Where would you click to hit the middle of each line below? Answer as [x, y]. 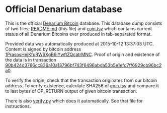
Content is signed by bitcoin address [43, 49]
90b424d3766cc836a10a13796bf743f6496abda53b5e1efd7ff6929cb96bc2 [83, 65]
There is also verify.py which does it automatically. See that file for [74, 101]
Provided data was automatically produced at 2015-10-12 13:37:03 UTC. [79, 43]
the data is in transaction [31, 60]
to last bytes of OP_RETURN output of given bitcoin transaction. [71, 91]
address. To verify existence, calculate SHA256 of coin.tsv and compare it [82, 86]
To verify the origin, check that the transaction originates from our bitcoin [81, 80]
